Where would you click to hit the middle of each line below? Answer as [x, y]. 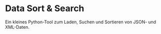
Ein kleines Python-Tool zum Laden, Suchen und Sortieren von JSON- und [81, 22]
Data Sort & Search [45, 8]
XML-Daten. [17, 27]
